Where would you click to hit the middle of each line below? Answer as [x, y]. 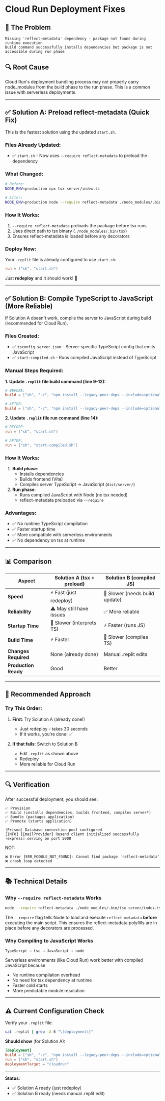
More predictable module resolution [48, 991]
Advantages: [21, 513]
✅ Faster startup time [34, 529]
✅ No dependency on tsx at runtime [48, 540]
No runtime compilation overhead [46, 975]
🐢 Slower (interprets [73, 623]
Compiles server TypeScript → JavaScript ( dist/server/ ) [77, 484]
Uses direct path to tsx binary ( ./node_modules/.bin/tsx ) [69, 231]
